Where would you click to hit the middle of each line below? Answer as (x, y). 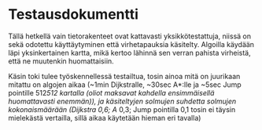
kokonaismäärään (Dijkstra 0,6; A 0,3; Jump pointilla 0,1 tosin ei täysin (122, 109)
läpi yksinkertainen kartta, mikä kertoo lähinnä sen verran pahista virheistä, (130, 52)
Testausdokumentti (74, 14)
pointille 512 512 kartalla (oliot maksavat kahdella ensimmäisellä (111, 92)
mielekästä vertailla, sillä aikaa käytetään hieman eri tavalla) (105, 117)
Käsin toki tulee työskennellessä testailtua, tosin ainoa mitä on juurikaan (124, 76)
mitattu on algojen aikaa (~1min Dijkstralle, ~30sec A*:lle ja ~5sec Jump (125, 85)
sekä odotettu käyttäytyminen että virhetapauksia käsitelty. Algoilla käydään (131, 44)
